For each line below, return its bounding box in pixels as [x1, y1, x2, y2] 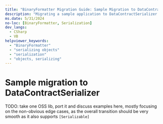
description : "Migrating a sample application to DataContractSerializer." [5, 12, 162, 16]
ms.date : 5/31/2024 [5, 16, 45, 21]
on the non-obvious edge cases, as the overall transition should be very [5, 109, 149, 114]
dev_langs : [5, 25, 27, 30]
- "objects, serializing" [9, 56, 62, 61]
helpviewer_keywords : [5, 39, 49, 43]
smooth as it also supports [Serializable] [5, 114, 90, 120]
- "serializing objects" [9, 47, 60, 52]
